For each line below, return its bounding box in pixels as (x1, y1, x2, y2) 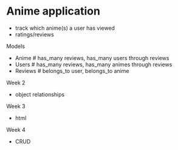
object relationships (15, 90, 65, 98)
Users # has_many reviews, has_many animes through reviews (15, 61, 173, 68)
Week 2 (6, 79, 26, 86)
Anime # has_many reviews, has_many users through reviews (15, 54, 169, 61)
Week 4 (6, 126, 26, 133)
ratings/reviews (15, 30, 55, 38)
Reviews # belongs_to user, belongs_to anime (15, 67, 129, 74)
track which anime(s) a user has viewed (15, 24, 115, 32)
